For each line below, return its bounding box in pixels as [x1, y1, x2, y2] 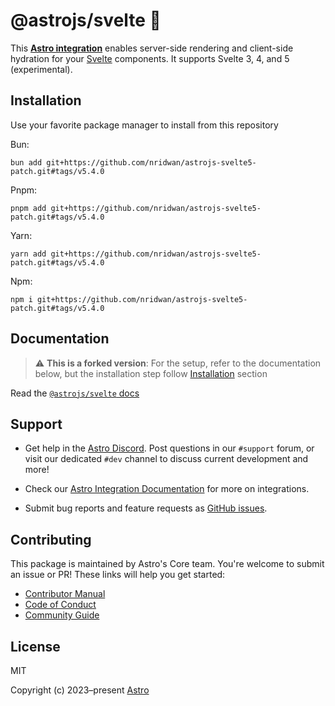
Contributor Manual [24, 588, 106, 600]
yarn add [10, 249, 47, 259]
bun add [10, 157, 43, 168]
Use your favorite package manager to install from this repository [10, 119, 279, 131]
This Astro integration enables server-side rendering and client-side [10, 42, 294, 54]
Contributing [10, 531, 92, 548]
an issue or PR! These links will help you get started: [10, 569, 226, 581]
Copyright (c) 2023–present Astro [10, 684, 150, 696]
